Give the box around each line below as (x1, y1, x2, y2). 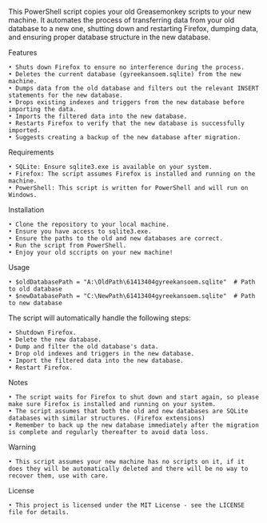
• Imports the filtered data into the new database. (8, 112, 188, 120)
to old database (8, 285, 62, 293)
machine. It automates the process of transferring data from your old (8, 15, 234, 25)
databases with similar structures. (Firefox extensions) (8, 414, 205, 422)
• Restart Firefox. (8, 364, 74, 372)
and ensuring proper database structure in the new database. (8, 32, 211, 42)
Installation (8, 205, 45, 215)
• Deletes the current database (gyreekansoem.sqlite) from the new (8, 70, 241, 78)
